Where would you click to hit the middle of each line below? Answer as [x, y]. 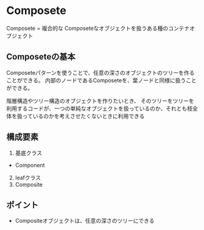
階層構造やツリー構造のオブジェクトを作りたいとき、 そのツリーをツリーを [100, 100]
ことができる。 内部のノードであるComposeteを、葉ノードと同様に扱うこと [101, 80]
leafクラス [28, 178]
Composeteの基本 [41, 57]
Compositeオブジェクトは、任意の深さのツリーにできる [85, 221]
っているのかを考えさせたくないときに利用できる [83, 116]
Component [30, 165]
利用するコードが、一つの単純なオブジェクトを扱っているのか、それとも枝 [100, 108]
